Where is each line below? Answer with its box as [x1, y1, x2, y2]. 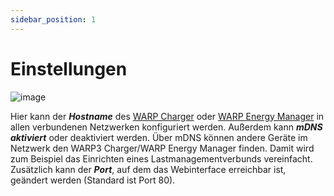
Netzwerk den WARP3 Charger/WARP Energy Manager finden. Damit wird [10, 142, 315, 154]
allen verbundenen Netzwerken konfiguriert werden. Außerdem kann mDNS [10, 121, 323, 133]
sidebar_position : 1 [10, 14, 97, 25]
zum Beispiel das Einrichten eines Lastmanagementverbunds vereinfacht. [10, 152, 313, 165]
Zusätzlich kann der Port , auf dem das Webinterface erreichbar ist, [10, 163, 287, 175]
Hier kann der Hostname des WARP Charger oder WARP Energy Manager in [10, 110, 325, 122]
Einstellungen [10, 57, 128, 80]
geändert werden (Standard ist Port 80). [10, 174, 176, 186]
